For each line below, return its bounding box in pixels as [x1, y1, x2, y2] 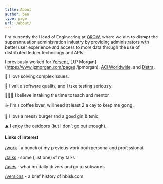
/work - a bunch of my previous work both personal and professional [5, 145, 143, 151]
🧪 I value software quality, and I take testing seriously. [5, 83, 113, 89]
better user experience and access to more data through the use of [5, 44, 140, 50]
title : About [5, 7, 32, 12]
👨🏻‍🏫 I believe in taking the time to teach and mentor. [5, 92, 110, 98]
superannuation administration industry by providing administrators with [5, 39, 149, 45]
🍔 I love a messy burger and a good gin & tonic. [5, 113, 100, 119]
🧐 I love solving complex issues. [5, 74, 69, 79]
